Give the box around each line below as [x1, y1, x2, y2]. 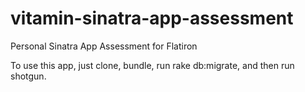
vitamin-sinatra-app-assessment [10, 7, 294, 30]
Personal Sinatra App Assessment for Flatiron [10, 40, 198, 52]
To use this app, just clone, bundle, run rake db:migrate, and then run [10, 59, 295, 71]
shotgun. [10, 70, 47, 82]
